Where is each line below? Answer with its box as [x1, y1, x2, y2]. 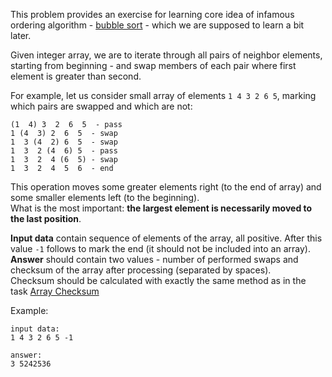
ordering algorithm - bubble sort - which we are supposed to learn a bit [10, 19, 305, 31]
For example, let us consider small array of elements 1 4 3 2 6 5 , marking [10, 90, 317, 101]
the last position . [10, 213, 82, 224]
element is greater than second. [10, 70, 142, 82]
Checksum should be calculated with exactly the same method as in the [10, 275, 307, 286]
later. [10, 30, 32, 41]
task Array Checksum [10, 285, 100, 297]
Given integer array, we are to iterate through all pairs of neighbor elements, [10, 49, 323, 61]
